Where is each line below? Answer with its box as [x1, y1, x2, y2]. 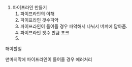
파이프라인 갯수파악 [20, 17, 59, 23]
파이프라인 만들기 [12, 5, 47, 10]
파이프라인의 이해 [20, 11, 55, 17]
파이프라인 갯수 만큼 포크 [20, 30, 70, 35]
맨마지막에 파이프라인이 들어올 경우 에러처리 [5, 56, 92, 62]
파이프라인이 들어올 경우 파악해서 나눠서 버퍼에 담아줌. [20, 23, 128, 29]
